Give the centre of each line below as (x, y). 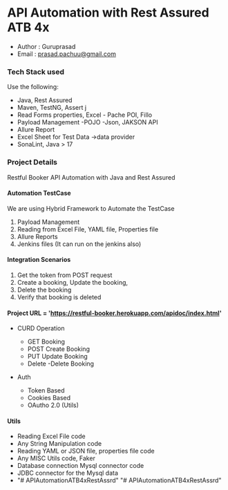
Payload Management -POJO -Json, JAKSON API (87, 122)
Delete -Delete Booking (61, 364)
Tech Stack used (36, 72)
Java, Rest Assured (45, 100)
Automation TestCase (39, 193)
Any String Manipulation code (59, 444)
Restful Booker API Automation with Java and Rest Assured (91, 177)
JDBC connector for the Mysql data (68, 473)
